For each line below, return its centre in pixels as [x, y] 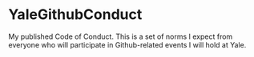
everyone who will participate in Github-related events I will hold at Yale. [127, 44]
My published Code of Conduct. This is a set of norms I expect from [121, 36]
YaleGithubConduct [75, 15]
